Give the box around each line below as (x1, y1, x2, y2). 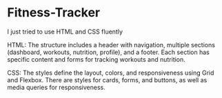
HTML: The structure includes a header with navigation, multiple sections (7, 40, 216, 49)
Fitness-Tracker (7, 5, 101, 21)
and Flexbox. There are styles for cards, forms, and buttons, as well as (7, 75, 208, 84)
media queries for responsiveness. (7, 83, 105, 91)
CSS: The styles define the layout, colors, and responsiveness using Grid (7, 69, 214, 77)
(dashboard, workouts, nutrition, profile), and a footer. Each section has (7, 48, 210, 56)
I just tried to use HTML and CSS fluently (7, 27, 123, 36)
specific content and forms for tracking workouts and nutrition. (7, 55, 186, 63)
